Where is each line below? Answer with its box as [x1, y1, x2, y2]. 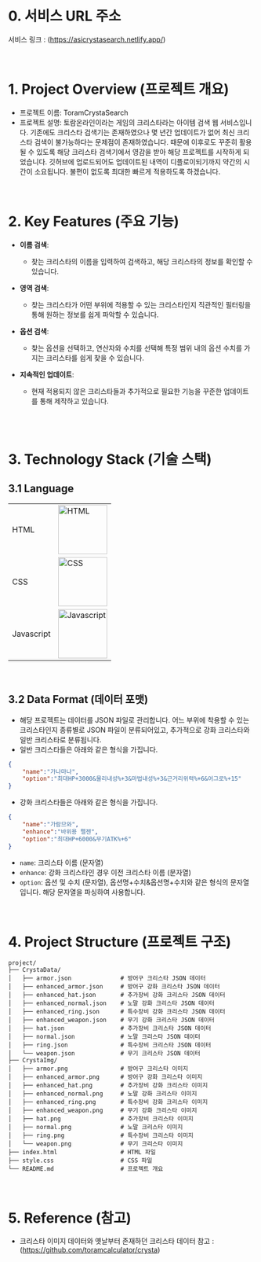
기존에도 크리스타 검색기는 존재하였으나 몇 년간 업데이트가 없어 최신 [30, 127, 235, 137]
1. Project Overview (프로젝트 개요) [8, 80, 230, 98]
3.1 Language [8, 482, 74, 495]
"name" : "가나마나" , [22, 767, 80, 775]
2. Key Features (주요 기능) [8, 213, 179, 230]
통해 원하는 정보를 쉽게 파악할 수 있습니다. [31, 310, 159, 319]
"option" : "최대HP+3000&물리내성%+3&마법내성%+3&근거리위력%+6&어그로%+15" [22, 775, 242, 783]
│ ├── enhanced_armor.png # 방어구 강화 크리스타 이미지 [8, 1073, 203, 1081]
